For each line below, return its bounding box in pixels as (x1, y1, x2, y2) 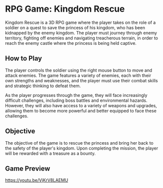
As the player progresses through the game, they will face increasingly (5, 92, 148, 98)
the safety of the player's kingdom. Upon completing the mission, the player (5, 145, 158, 151)
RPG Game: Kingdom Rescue (5, 3, 125, 15)
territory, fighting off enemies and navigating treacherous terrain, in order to (5, 35, 158, 41)
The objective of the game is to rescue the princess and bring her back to (5, 140, 154, 146)
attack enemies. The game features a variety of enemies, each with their (5, 72, 151, 78)
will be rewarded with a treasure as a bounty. (5, 150, 96, 156)
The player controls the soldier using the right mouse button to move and (5, 67, 153, 73)
